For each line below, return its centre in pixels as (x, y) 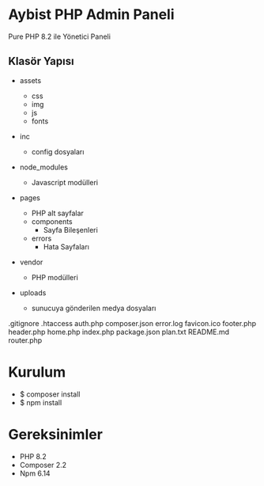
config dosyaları (58, 151)
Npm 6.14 (35, 473)
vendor (31, 262)
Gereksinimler (55, 434)
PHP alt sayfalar (58, 213)
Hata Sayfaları (66, 246)
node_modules (44, 167)
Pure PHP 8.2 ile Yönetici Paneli (59, 36)
